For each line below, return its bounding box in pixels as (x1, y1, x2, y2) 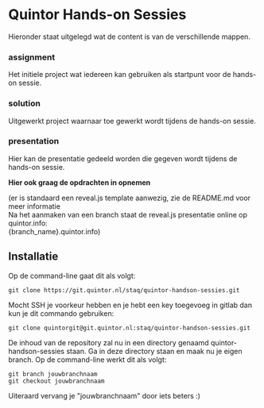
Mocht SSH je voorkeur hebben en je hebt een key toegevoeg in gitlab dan (8, 300, 253, 310)
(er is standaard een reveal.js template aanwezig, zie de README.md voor (8, 193, 251, 202)
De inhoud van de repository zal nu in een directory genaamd (8, 337, 209, 347)
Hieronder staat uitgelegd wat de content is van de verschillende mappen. (8, 32, 250, 41)
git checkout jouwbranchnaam (8, 377, 105, 385)
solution (8, 98, 41, 109)
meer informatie (8, 201, 61, 211)
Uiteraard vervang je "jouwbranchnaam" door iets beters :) (8, 391, 201, 400)
